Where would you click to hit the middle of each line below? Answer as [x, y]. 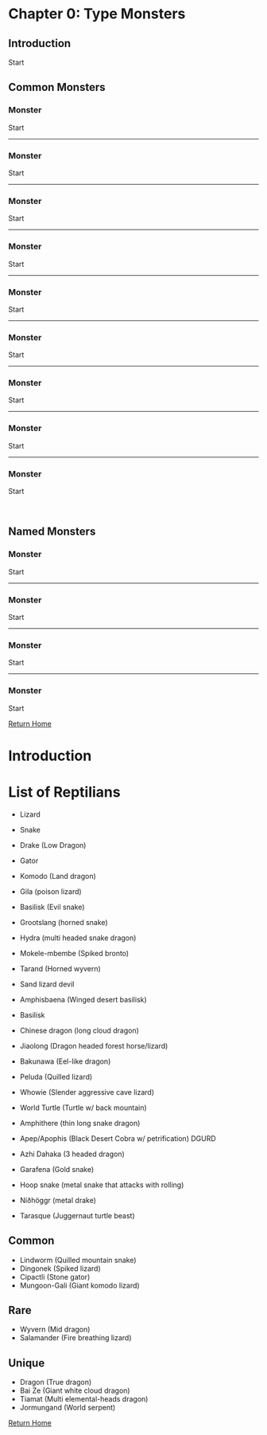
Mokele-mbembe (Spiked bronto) [74, 953]
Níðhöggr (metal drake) [58, 1200]
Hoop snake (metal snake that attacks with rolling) [102, 1185]
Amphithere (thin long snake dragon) [80, 1123]
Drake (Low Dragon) [53, 845]
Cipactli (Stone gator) [55, 1276]
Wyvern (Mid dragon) [55, 1329]
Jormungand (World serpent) [68, 1408]
